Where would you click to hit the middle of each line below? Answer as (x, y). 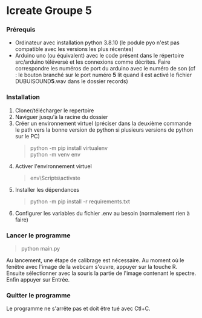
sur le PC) (28, 136)
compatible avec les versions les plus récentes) (74, 49)
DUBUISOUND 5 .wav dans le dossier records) (71, 81)
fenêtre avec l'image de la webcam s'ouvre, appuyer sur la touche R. (92, 267)
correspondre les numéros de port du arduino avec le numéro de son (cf (105, 69)
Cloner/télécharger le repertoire (54, 110)
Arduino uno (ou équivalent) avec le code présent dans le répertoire (99, 56)
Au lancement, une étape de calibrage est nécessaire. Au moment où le (95, 260)
